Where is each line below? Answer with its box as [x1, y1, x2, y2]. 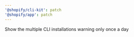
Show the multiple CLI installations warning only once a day [5, 26, 129, 32]
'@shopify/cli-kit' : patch [5, 7, 62, 13]
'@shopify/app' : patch [5, 12, 53, 17]
